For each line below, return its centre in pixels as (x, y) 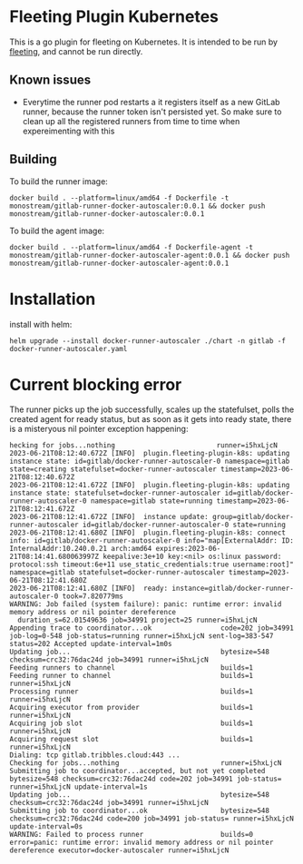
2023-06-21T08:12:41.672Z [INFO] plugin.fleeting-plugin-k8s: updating (150, 486)
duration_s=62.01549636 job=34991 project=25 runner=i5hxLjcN (137, 620)
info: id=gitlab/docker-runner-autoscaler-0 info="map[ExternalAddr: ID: (152, 541)
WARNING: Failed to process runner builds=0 (132, 835)
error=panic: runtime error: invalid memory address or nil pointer (142, 843)
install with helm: (41, 324)
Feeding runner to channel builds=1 (132, 676)
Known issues (50, 80)
